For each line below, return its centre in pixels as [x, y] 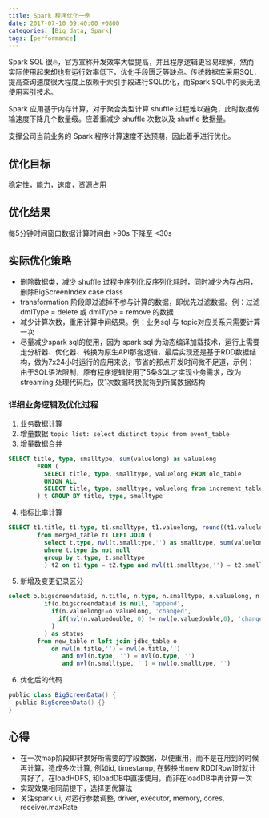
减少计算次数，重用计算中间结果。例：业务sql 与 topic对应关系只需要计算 [140, 322]
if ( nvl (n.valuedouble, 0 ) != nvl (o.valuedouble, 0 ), [147, 619]
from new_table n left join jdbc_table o [107, 641]
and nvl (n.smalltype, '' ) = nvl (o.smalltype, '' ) [146, 664]
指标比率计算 [41, 512]
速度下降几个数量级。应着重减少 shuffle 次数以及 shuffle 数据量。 [122, 119]
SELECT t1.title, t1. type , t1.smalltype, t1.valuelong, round [114, 528]
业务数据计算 [41, 423]
